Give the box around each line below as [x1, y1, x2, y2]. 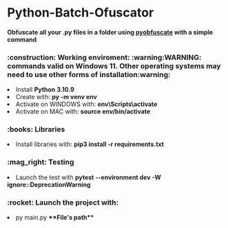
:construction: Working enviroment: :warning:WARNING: [7, 52, 202, 62]
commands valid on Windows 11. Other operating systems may [7, 61, 222, 70]
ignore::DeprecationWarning [7, 180, 91, 189]
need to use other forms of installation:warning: [7, 70, 171, 79]
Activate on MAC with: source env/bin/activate [16, 107, 151, 116]
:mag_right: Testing [7, 157, 74, 167]
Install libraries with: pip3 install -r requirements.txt [16, 140, 164, 149]
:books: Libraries [7, 125, 65, 134]
